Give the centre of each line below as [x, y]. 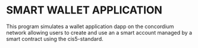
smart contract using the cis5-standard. [55, 39]
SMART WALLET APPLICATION [84, 10]
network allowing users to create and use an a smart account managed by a [99, 32]
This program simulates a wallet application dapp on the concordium [90, 26]
